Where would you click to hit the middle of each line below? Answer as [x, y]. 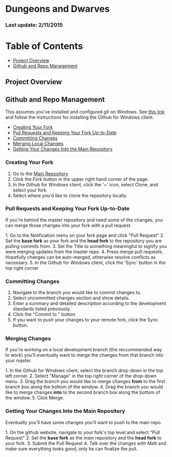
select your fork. [30, 190]
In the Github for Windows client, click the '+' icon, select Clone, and [85, 184]
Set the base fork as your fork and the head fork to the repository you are [83, 241]
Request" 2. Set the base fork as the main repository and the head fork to [83, 437]
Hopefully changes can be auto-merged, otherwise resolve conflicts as [81, 257]
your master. [19, 360]
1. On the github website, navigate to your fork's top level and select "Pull [83, 432]
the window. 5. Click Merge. [35, 398]
